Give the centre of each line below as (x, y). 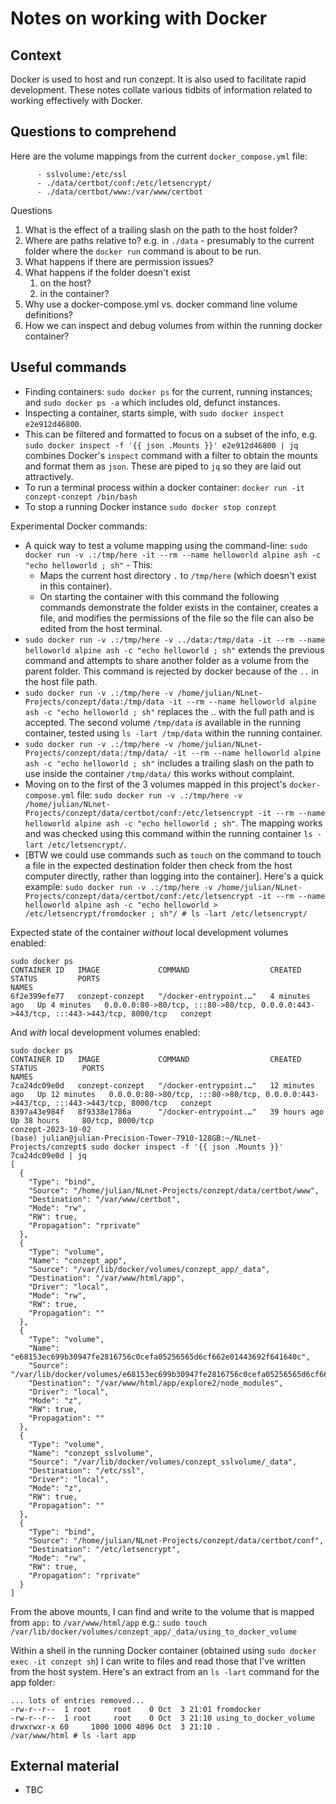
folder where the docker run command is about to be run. (143, 251)
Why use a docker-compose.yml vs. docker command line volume (161, 304)
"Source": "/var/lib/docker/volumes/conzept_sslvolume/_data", (163, 1462)
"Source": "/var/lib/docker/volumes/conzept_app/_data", (149, 1269)
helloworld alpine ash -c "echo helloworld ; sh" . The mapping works (173, 823)
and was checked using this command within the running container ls (168, 833)
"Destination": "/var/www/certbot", (105, 1199)
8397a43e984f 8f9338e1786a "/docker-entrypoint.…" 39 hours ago (167, 1112)
